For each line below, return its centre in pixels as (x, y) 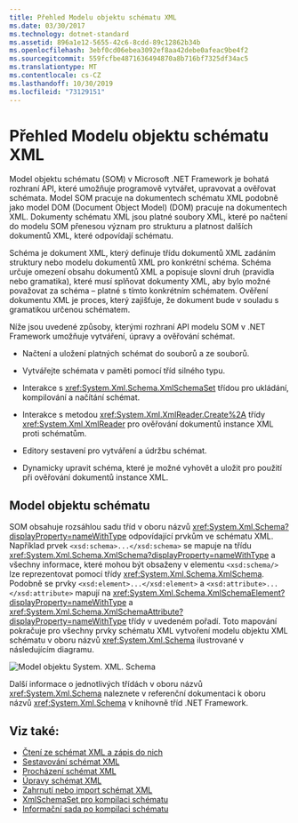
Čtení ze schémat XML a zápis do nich (92, 753)
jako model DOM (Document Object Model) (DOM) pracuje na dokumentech (148, 208)
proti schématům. (54, 434)
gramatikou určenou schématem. (70, 310)
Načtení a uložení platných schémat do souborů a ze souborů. (136, 354)
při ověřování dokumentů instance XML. (95, 477)
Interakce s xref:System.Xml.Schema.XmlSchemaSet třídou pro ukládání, (155, 388)
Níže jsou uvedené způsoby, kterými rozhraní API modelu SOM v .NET (137, 327)
